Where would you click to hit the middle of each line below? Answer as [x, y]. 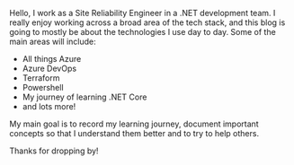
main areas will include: [53, 41]
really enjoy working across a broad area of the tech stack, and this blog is [147, 22]
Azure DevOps [49, 68]
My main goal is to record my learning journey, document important [134, 124]
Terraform [41, 78]
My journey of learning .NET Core [85, 97]
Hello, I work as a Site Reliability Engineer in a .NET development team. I [143, 13]
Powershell [43, 87]
